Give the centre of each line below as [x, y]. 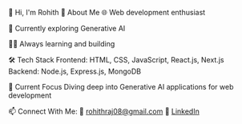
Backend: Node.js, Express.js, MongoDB [75, 71]
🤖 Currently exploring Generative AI [67, 28]
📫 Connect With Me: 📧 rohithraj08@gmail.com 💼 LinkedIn [104, 111]
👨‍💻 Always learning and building [62, 44]
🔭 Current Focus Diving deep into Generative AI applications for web [121, 87]
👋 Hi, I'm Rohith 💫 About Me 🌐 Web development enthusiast [107, 12]
